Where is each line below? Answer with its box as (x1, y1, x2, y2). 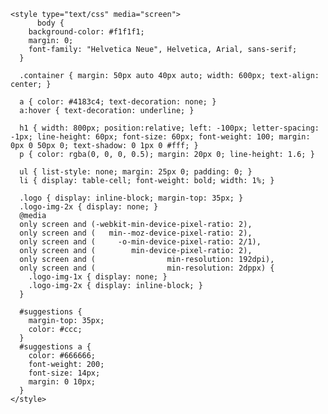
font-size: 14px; (28, 368, 101, 378)
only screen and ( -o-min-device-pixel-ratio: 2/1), (19, 237, 262, 247)
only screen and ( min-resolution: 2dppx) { (19, 263, 275, 273)
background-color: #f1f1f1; (28, 27, 145, 37)
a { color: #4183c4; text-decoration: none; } (19, 97, 217, 107)
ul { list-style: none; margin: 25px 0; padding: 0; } (19, 167, 253, 177)
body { (36, 18, 65, 28)
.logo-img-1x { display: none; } (28, 272, 168, 282)
